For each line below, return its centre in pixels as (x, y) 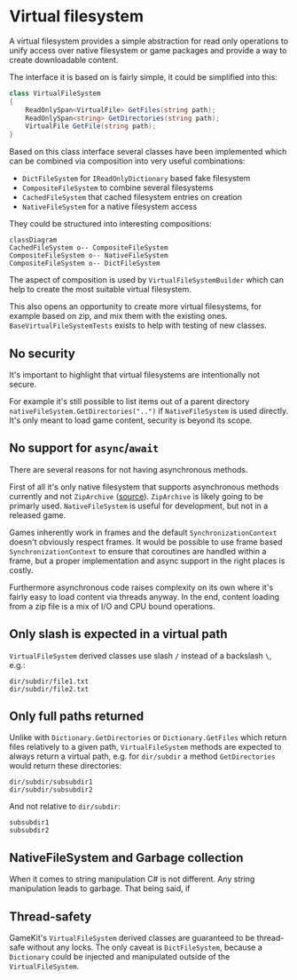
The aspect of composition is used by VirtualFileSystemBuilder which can (146, 280)
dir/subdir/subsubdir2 (51, 790)
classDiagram (33, 240)
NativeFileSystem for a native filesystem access (109, 207)
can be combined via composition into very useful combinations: (127, 161)
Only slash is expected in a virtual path (118, 634)
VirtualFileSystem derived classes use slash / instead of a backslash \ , (141, 656)
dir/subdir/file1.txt (49, 681)
